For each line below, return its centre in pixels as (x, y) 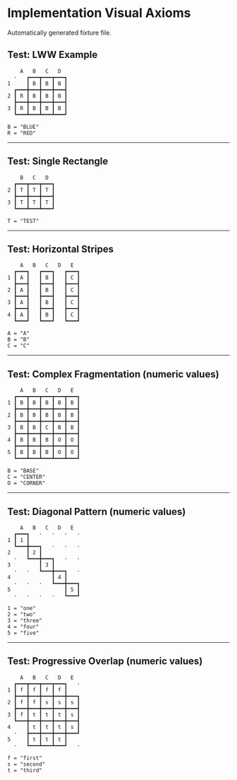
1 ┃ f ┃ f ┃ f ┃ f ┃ (38, 690)
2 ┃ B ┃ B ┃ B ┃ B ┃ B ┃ (44, 415)
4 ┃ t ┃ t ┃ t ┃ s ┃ (44, 727)
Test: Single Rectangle (58, 162)
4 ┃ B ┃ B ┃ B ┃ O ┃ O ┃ (44, 440)
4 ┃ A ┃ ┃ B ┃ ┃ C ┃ (44, 315)
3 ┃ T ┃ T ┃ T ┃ (31, 202)
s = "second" (26, 764)
